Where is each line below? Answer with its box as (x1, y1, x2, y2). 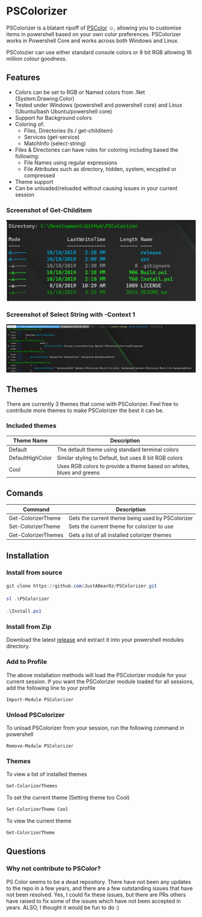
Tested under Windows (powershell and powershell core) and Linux (14, 101, 183, 108)
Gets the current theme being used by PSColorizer (68, 515, 194, 522)
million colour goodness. (6, 55, 67, 62)
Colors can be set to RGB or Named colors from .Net (14, 89, 145, 96)
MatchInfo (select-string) (23, 140, 86, 147)
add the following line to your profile (6, 684, 96, 691)
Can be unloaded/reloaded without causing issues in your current (14, 184, 178, 192)
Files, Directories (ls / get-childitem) (23, 127, 113, 134)
